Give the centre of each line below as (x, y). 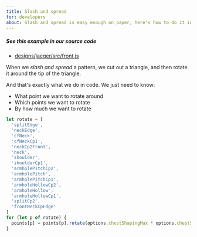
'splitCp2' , (26, 201)
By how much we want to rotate (53, 109)
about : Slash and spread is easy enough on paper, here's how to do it (95, 22)
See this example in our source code (51, 41)
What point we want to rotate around (59, 96)
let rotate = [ (25, 120)
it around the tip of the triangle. (43, 73)
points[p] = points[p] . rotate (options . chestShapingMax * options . (94, 223)
